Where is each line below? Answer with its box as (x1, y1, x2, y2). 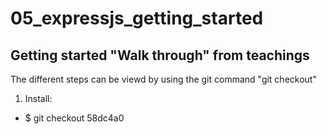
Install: (24, 93, 53, 104)
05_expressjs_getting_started (10, 7, 264, 30)
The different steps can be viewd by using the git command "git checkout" (10, 73, 317, 85)
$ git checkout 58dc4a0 (24, 112, 125, 124)
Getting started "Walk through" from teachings (10, 47, 310, 64)
